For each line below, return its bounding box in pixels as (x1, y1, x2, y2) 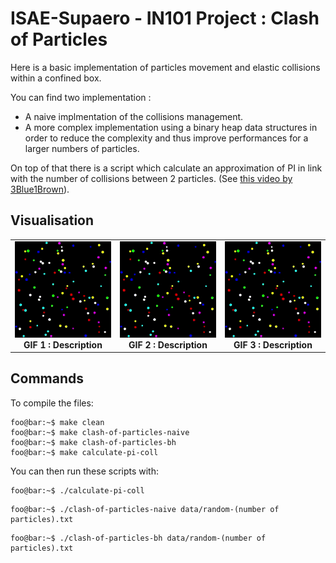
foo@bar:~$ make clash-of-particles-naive (10, 427, 190, 437)
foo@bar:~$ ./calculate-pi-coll (10, 485, 145, 496)
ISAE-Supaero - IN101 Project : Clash (10, 7, 320, 30)
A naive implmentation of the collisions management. (24, 110, 244, 122)
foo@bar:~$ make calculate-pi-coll (10, 447, 159, 457)
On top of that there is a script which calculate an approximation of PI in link (10, 162, 323, 174)
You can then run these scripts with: (10, 465, 160, 477)
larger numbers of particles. (24, 142, 140, 154)
